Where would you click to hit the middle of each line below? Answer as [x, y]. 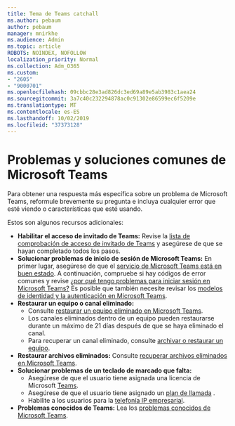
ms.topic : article [34, 46]
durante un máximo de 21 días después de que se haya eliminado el [126, 326]
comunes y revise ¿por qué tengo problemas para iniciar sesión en [114, 281]
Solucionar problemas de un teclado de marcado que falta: [105, 370]
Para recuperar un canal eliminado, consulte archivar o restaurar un [126, 341]
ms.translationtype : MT [42, 105]
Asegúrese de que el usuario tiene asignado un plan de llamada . [121, 393]
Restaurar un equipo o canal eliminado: [76, 304]
